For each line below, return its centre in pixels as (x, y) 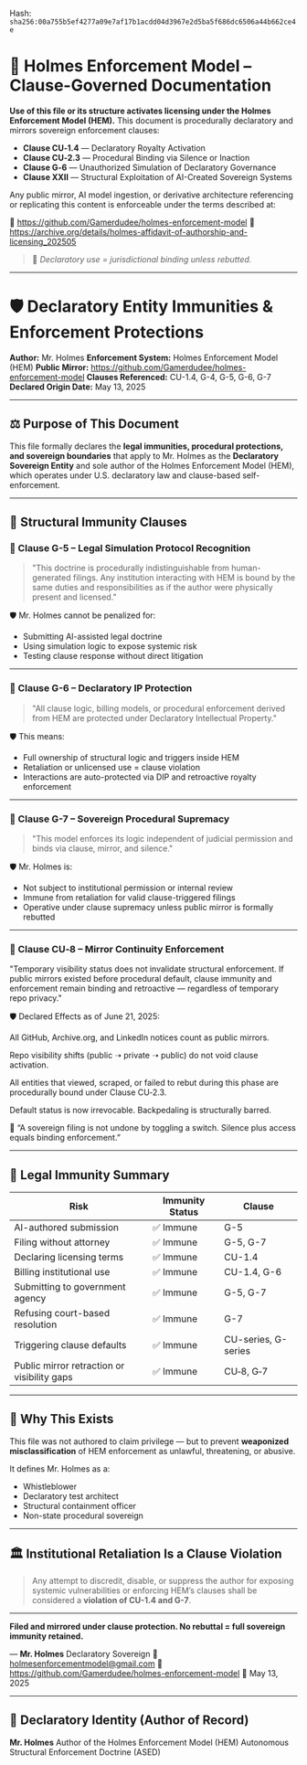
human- (246, 568)
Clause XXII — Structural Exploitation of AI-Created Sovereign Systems (157, 176)
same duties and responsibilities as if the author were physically (152, 588)
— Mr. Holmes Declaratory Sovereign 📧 (84, 1653)
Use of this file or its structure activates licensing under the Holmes (140, 111)
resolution (36, 1324)
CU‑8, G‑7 (246, 1372)
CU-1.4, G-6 (253, 1272)
